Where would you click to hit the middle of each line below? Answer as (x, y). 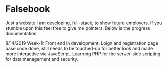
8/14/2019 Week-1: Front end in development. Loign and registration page (82, 43)
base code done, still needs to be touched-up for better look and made (79, 48)
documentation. (22, 33)
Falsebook (28, 9)
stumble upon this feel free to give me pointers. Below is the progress (78, 28)
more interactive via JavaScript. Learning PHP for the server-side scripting (83, 54)
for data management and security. (42, 59)
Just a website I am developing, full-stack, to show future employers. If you (84, 23)
